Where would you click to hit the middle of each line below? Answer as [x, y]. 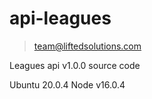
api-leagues [60, 18]
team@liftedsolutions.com [87, 46]
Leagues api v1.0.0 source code [75, 65]
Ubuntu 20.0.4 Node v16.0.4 [67, 84]
